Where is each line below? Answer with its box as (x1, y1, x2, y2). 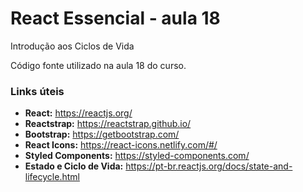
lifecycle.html (24, 171, 80, 183)
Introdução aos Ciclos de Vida (10, 40, 135, 52)
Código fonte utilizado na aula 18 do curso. (10, 59, 187, 71)
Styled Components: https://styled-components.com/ (24, 150, 250, 162)
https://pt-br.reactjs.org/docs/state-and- (125, 160, 293, 172)
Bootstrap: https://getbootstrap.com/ (24, 128, 180, 141)
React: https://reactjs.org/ (24, 107, 133, 119)
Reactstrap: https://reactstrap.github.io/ (24, 118, 192, 130)
